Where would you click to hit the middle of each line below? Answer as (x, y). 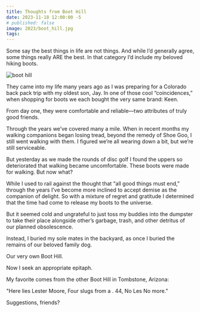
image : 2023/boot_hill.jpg (40, 28)
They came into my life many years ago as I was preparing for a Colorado (96, 87)
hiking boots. (22, 64)
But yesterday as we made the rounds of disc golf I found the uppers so (95, 159)
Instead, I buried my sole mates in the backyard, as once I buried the (90, 239)
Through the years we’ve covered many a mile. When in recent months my (98, 129)
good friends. (23, 118)
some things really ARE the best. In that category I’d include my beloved (95, 57)
